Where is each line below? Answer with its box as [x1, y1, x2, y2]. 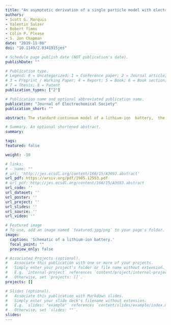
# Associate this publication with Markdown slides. [5, 293, 124, 299]
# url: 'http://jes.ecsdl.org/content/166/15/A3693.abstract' [5, 171, 140, 176]
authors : [5, 12, 24, 17]
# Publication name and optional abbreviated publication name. [5, 96, 145, 102]
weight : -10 [5, 152, 31, 157]
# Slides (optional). [5, 288, 51, 293]
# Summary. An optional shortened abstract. [5, 124, 101, 130]
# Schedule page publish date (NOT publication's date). [5, 55, 129, 60]
